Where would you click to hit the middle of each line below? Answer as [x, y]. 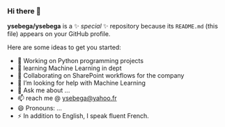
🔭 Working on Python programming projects [80, 61]
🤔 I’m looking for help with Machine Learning [82, 83]
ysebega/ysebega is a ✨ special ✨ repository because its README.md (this [113, 26]
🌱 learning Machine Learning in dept [69, 68]
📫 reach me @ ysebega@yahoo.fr [67, 98]
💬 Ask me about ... [44, 90]
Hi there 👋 [24, 11]
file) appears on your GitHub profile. [59, 34]
